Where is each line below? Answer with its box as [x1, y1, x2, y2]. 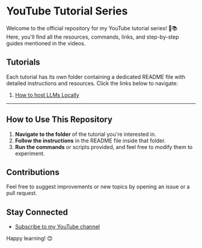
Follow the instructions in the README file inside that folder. [14, 137, 166, 144]
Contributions [6, 167, 60, 177]
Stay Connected [6, 207, 68, 217]
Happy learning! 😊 [6, 235, 53, 242]
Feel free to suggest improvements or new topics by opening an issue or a [6, 183, 191, 191]
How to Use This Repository [6, 115, 113, 125]
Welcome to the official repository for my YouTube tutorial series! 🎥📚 [6, 24, 178, 31]
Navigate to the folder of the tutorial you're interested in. [14, 130, 156, 138]
